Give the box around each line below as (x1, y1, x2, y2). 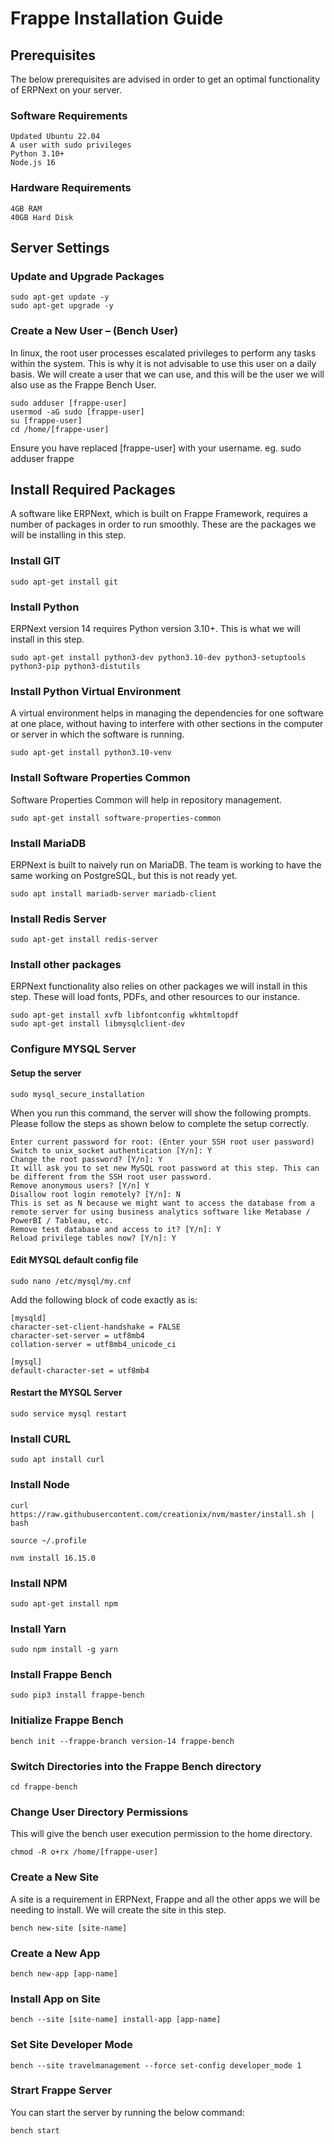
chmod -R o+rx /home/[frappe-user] (10, 1847, 159, 1857)
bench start (10, 2125, 60, 2136)
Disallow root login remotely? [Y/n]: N (10, 1189, 182, 1199)
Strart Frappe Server (10, 2083, 113, 2097)
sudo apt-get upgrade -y (10, 301, 114, 311)
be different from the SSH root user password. (10, 1172, 213, 1182)
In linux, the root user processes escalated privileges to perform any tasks (10, 347, 317, 359)
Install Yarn (10, 1622, 67, 1636)
